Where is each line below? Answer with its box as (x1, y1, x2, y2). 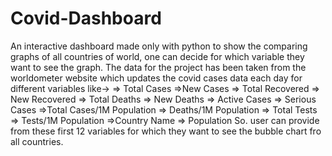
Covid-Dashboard (10, 7, 162, 30)
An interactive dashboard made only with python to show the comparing (10, 40, 308, 52)
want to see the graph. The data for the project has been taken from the (10, 61, 307, 73)
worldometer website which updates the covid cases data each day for (10, 72, 303, 84)
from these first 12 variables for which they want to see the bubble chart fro (10, 125, 322, 137)
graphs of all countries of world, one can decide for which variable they (10, 50, 305, 62)
